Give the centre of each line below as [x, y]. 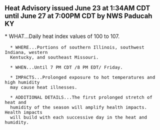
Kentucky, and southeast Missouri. [54, 57]
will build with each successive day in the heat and [79, 117]
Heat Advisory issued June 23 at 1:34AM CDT [77, 8]
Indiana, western [26, 52]
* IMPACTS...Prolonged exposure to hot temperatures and [83, 77]
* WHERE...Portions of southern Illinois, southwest [77, 47]
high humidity [22, 82]
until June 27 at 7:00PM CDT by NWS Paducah [78, 16]
